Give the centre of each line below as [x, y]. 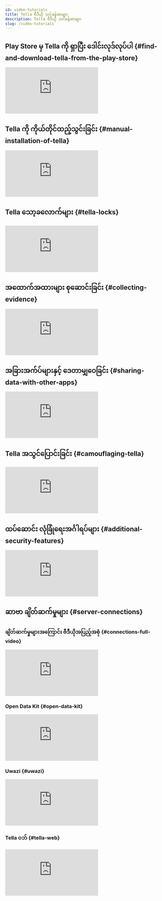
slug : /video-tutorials [30, 24]
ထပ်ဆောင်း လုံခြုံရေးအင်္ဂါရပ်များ [52, 529]
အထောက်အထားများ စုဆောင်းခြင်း [54, 288]
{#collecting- [126, 288]
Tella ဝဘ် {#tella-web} [33, 838]
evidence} [21, 299]
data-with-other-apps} [41, 382]
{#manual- [116, 129]
